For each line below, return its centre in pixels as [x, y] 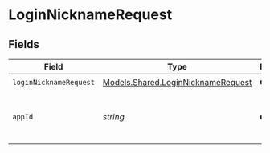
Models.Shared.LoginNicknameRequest [177, 82]
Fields [24, 44]
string [113, 117]
